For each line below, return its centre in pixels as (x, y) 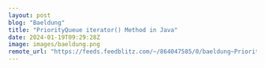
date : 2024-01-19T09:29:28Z (54, 37)
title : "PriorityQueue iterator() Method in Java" (93, 30)
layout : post (30, 15)
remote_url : (28, 52)
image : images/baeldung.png (54, 45)
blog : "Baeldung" (37, 23)
